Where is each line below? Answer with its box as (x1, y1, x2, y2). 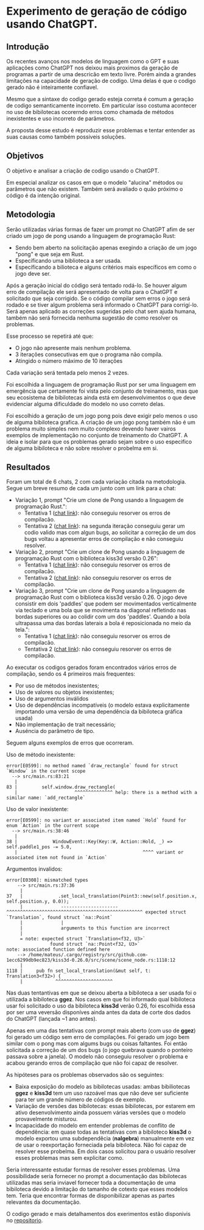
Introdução (6, 41, 49, 52)
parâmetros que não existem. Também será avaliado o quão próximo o (6, 185, 183, 193)
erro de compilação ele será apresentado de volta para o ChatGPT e (6, 288, 178, 295)
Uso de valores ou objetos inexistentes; (15, 688, 114, 696)
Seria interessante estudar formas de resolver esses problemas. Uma (6, 1166, 180, 1173)
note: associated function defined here (6, 946, 111, 953)
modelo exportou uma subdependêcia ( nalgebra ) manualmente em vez (15, 1135, 195, 1142)
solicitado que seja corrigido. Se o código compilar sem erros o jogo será (6, 295, 191, 302)
